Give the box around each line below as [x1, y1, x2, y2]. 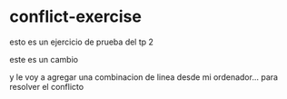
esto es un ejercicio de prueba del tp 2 [9, 36, 154, 47]
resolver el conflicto [9, 81, 84, 92]
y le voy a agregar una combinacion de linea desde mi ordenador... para [9, 71, 279, 83]
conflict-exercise [9, 6, 143, 27]
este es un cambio [9, 54, 79, 64]
